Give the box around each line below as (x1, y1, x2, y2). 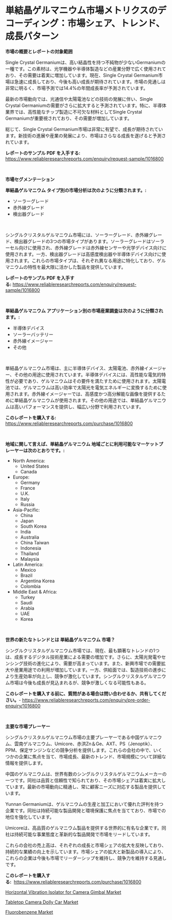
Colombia (20, 583, 41, 589)
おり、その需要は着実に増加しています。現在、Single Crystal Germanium (5, 72, 159, 78)
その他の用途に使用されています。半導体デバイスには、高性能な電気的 (14, 371, 162, 378)
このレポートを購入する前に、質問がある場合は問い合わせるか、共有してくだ (5, 690, 166, 696)
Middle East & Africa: (12, 588, 57, 595)
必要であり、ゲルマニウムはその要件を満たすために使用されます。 (14, 378, 153, 384)
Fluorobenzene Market (5, 909, 53, 915)
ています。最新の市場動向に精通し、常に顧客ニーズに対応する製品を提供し (5, 783, 162, 789)
